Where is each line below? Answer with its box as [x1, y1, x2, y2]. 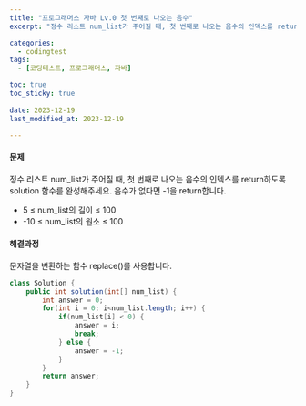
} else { [57, 338, 92, 347]
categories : [9, 38, 55, 47]
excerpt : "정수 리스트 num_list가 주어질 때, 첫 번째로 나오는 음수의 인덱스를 [9, 22, 274, 31]
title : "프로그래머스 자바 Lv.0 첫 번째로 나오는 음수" [9, 13, 194, 23]
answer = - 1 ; [74, 346, 125, 356]
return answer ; [42, 371, 100, 381]
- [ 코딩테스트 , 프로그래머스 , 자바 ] [17, 64, 132, 73]
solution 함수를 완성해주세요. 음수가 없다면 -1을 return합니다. [9, 184, 227, 196]
